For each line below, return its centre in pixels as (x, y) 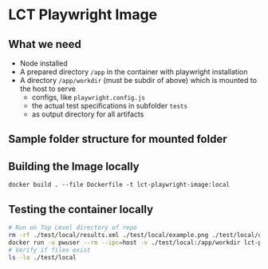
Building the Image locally (74, 166)
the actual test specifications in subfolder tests (110, 106)
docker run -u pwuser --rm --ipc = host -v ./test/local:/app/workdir (124, 242)
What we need (45, 44)
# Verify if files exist (49, 250)
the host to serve (47, 89)
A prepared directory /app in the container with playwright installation (134, 72)
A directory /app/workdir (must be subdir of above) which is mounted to (138, 80)
